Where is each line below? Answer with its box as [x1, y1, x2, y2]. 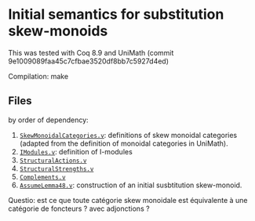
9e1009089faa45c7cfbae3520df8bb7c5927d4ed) [8, 56, 169, 66]
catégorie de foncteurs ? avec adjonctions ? [8, 204, 151, 213]
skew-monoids [8, 22, 108, 40]
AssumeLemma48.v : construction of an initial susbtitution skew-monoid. [19, 180, 242, 190]
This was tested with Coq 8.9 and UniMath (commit [8, 48, 174, 57]
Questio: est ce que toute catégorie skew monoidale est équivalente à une [8, 195, 248, 205]
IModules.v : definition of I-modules [19, 147, 133, 156]
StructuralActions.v [19, 157, 87, 165]
